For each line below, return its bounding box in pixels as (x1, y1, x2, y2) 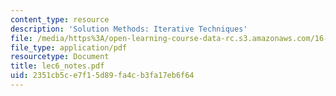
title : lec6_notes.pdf (10, 61, 105, 71)
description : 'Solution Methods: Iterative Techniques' (10, 24, 248, 34)
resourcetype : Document (10, 52, 110, 62)
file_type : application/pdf (10, 42, 128, 53)
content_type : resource (10, 14, 110, 25)
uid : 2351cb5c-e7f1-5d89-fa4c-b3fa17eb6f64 (10, 71, 195, 81)
